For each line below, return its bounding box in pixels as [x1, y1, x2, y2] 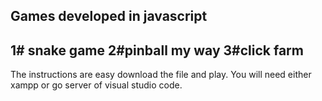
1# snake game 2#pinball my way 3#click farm [10, 42, 304, 59]
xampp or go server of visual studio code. [10, 79, 183, 91]
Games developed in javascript [10, 8, 208, 25]
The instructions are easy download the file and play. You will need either [10, 69, 312, 81]
